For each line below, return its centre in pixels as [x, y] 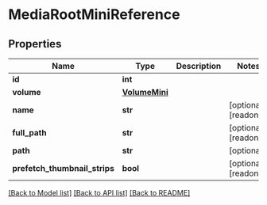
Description [199, 66]
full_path [29, 133]
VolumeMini [145, 92]
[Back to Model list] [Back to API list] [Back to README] [99, 193]
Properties [35, 44]
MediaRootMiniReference [94, 15]
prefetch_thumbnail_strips [64, 168]
